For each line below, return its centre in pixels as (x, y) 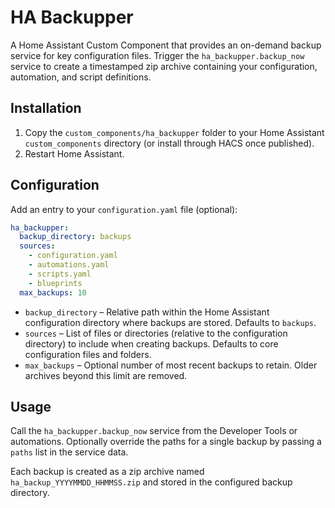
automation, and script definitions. (81, 77)
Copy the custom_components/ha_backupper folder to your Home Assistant (174, 132)
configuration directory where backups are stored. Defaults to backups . (170, 322)
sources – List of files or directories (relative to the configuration (156, 333)
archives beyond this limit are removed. (106, 375)
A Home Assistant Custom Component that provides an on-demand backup (166, 45)
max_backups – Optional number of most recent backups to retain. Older (171, 365)
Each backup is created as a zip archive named (107, 472)
